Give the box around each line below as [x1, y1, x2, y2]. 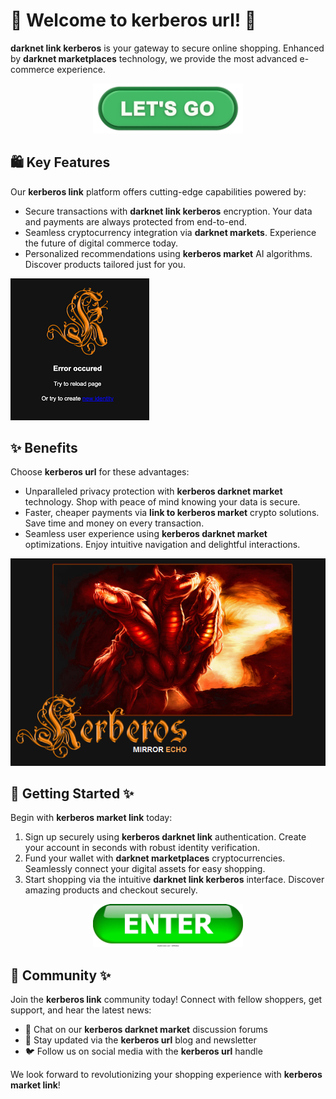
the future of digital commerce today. [24, 237, 179, 249]
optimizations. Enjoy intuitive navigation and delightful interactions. [24, 539, 301, 551]
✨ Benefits [10, 440, 78, 457]
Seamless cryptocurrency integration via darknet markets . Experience [24, 226, 317, 238]
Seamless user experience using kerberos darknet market [24, 528, 268, 540]
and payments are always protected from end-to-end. [24, 215, 248, 228]
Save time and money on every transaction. [24, 517, 205, 529]
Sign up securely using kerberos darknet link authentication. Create [24, 831, 307, 843]
